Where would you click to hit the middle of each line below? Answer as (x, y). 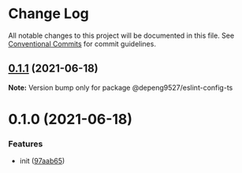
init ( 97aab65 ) (42, 161)
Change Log (48, 14)
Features (26, 144)
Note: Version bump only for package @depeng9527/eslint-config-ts (121, 87)
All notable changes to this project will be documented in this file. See (121, 35)
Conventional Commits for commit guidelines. (82, 43)
